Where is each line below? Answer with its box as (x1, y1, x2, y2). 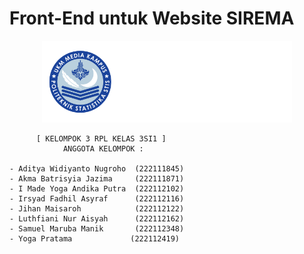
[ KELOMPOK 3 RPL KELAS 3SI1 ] (35, 134, 167, 144)
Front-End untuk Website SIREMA (9, 7, 295, 30)
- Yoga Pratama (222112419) (9, 234, 181, 244)
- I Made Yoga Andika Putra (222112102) (9, 184, 185, 194)
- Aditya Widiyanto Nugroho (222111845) (9, 164, 185, 174)
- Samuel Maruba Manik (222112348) (9, 224, 185, 234)
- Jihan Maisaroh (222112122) (9, 204, 185, 214)
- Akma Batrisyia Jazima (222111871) (9, 174, 185, 184)
